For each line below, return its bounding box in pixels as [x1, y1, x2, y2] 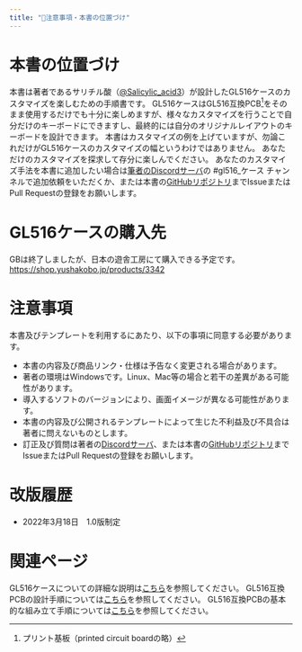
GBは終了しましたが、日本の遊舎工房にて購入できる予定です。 [9, 254, 240, 265]
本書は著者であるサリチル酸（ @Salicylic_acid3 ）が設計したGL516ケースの [9, 86, 283, 97]
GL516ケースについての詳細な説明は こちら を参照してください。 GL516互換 [9, 582, 286, 594]
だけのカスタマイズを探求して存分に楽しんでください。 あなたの [9, 154, 247, 165]
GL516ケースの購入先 [9, 222, 167, 243]
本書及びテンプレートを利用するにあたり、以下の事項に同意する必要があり [9, 330, 285, 341]
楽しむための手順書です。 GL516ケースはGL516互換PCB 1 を [56, 96, 272, 109]
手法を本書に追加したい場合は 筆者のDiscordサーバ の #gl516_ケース [16, 165, 265, 176]
